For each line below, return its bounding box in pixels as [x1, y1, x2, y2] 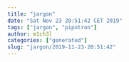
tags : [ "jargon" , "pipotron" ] [7, 24, 98, 31]
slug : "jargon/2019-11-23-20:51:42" [7, 43, 116, 51]
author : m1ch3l [7, 30, 53, 38]
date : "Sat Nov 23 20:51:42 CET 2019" [7, 17, 123, 24]
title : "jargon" [7, 10, 56, 18]
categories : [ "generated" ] [7, 37, 88, 44]
